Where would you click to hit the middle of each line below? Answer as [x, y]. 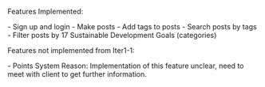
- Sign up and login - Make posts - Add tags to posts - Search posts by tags [132, 26]
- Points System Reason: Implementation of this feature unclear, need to [126, 66]
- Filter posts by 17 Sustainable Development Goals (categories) [112, 35]
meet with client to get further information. [77, 74]
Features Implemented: [45, 11]
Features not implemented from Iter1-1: [71, 50]
